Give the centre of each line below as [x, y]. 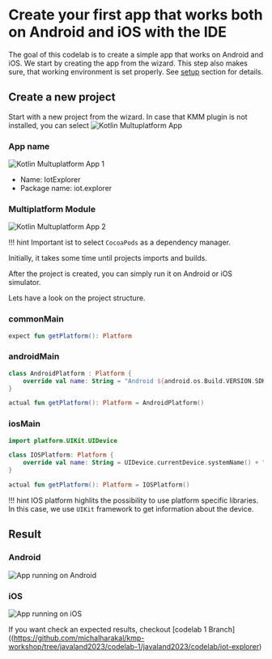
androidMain [34, 356]
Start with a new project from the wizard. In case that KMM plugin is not [128, 117]
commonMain [36, 319]
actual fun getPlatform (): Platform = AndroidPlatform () [106, 403]
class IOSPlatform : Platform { [61, 455]
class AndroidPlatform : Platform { [70, 373]
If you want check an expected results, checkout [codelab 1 [108, 629]
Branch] [222, 629]
